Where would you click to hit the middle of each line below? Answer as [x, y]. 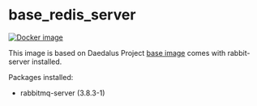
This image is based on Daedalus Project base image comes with [117, 53]
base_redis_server [72, 15]
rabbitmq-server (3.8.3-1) [62, 93]
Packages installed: [41, 77]
